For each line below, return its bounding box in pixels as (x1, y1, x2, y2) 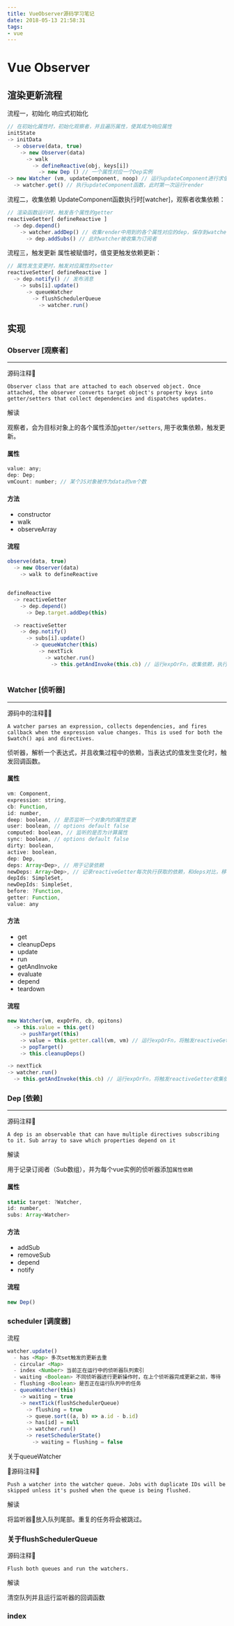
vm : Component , (7, 791, 52, 798)
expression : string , (7, 796, 68, 804)
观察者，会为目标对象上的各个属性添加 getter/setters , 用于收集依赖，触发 (7, 424, 219, 432)
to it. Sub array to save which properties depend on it (7, 1137, 176, 1144)
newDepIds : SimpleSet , (7, 882, 73, 888)
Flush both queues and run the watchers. (7, 1565, 130, 1573)
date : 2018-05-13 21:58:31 (7, 17, 86, 24)
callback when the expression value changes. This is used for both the (7, 728, 223, 736)
